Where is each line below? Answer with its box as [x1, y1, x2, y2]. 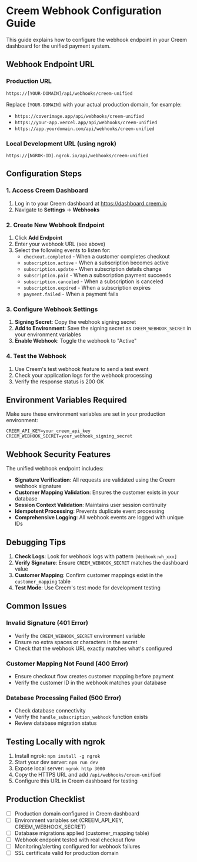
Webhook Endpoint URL [6, 59, 95, 69]
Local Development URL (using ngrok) [6, 140, 116, 148]
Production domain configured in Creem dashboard [14, 810, 140, 817]
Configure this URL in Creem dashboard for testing [14, 777, 138, 784]
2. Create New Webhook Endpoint [6, 221, 105, 229]
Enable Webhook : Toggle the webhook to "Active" [14, 337, 137, 344]
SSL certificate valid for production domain [14, 850, 119, 857]
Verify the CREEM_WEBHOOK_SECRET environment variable [14, 632, 145, 639]
